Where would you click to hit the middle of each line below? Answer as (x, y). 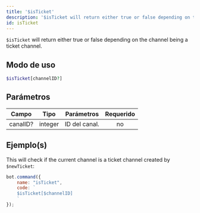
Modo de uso (31, 65)
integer (49, 124)
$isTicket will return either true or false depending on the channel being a (97, 40)
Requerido (120, 114)
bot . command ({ (24, 177)
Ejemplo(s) (27, 145)
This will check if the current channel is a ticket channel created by (88, 159)
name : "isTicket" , (40, 183)
